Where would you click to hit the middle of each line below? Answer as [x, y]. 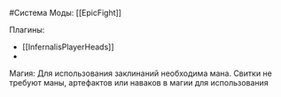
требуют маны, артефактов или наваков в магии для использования [139, 82]
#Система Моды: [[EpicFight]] [66, 13]
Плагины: [27, 30]
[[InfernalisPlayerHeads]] [68, 47]
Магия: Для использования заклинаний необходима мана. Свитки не [140, 73]
